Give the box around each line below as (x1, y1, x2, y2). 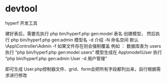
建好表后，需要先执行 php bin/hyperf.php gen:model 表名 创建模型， (5, 30, 146, 36)
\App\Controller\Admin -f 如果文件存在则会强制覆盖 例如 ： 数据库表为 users (5, 43, 161, 49)
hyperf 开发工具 (5, 20, 38, 26)
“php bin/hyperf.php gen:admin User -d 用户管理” (5, 55, 107, 61)
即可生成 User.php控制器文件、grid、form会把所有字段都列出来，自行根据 (5, 66, 157, 72)
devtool (5, 3, 38, 14)
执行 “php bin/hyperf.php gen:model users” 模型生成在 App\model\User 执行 (5, 49, 162, 55)
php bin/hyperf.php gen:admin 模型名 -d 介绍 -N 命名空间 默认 (10, 37, 139, 43)
